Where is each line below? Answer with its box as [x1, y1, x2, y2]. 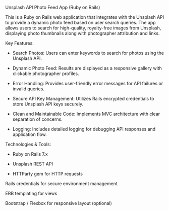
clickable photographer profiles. [12, 71, 79, 77]
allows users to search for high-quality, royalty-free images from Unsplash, [5, 25, 161, 31]
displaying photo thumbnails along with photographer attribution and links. [5, 30, 160, 36]
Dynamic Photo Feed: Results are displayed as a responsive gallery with [12, 65, 162, 71]
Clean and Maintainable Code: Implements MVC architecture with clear [12, 111, 160, 117]
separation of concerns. [12, 116, 63, 122]
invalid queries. [12, 86, 44, 92]
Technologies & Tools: [5, 142, 51, 147]
